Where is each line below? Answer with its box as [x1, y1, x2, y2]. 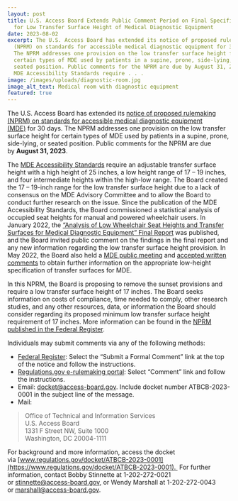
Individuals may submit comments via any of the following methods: [7, 338, 205, 348]
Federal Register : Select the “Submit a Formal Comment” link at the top [17, 353, 225, 361]
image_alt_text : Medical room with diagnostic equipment [7, 83, 179, 90]
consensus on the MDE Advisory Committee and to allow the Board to [7, 191, 211, 199]
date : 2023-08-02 [7, 30, 59, 38]
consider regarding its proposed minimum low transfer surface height [7, 310, 210, 319]
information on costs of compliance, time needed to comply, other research [7, 295, 228, 304]
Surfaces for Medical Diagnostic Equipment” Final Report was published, [7, 229, 220, 237]
